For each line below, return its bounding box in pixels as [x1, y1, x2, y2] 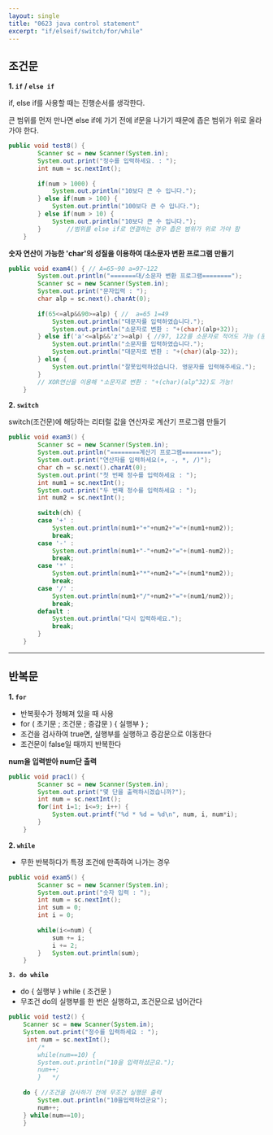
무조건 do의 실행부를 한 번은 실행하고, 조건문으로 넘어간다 [19, 997, 203, 1006]
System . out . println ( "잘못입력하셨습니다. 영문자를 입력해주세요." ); [51, 363, 257, 371]
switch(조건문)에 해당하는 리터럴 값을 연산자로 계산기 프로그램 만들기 [8, 417, 227, 427]
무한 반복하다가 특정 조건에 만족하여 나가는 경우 [19, 857, 171, 867]
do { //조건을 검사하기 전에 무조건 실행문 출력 [23, 1089, 162, 1097]
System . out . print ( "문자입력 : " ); [37, 287, 148, 295]
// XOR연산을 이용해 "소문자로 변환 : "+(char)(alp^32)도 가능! [37, 378, 234, 386]
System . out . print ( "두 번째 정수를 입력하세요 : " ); [37, 486, 197, 495]
